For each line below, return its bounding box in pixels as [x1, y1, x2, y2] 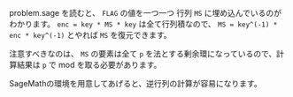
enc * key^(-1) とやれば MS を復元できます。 [9, 30, 172, 40]
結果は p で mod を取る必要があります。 [16, 60, 162, 70]
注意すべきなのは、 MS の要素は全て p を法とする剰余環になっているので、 [9, 48, 277, 59]
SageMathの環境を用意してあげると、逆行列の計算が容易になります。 [9, 78, 263, 88]
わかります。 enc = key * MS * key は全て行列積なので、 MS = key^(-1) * [9, 19, 278, 29]
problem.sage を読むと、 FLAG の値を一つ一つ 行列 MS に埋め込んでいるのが [9, 8, 281, 18]
